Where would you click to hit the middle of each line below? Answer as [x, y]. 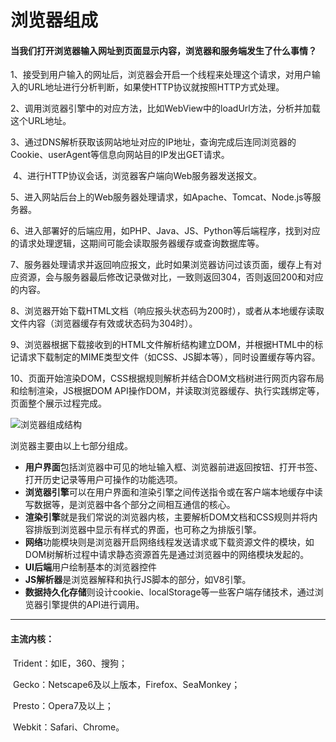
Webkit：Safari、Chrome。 [68, 727]
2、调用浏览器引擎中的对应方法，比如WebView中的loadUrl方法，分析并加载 [165, 108]
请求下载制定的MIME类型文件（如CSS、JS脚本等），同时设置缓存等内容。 [169, 357]
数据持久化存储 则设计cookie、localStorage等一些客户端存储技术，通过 [169, 592]
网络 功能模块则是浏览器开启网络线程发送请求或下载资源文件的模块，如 [169, 542]
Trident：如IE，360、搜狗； [70, 663]
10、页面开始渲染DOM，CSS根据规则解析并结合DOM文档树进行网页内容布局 [167, 378]
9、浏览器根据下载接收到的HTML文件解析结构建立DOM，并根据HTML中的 [162, 345]
